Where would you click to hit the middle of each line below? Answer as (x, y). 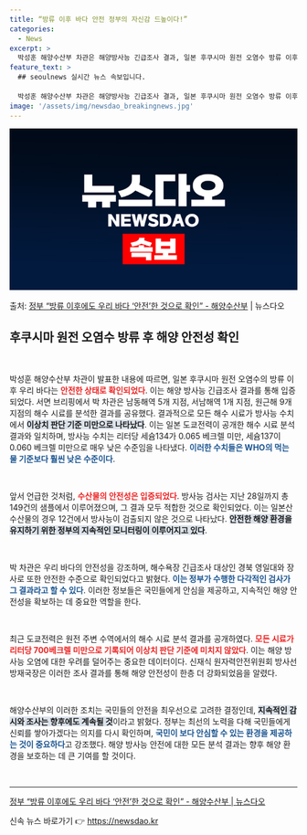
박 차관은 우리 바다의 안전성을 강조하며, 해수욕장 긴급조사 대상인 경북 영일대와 (147, 567)
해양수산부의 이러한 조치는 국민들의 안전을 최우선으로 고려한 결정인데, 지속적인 (148, 710)
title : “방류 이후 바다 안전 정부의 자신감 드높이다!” (99, 19)
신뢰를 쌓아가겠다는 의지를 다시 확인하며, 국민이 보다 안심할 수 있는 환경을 (139, 733)
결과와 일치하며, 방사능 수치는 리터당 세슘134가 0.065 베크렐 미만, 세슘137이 (145, 436)
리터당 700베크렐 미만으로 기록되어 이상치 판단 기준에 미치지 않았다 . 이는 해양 (146, 650)
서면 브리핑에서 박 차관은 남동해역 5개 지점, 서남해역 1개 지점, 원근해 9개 (164, 401)
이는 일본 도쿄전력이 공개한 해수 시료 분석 (222, 424)
